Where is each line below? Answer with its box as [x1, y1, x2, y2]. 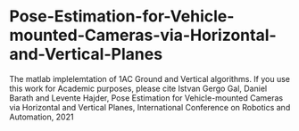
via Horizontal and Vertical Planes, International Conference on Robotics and [9, 102, 291, 112]
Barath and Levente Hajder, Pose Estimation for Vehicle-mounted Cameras [9, 92, 284, 103]
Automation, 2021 [9, 111, 74, 122]
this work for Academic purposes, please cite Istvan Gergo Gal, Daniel [9, 83, 268, 94]
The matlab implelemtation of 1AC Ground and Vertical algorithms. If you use [9, 73, 291, 84]
